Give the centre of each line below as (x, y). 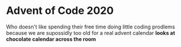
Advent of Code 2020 (60, 11)
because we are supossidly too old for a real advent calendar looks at (90, 32)
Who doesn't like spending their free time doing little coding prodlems (90, 27)
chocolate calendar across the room (51, 39)
